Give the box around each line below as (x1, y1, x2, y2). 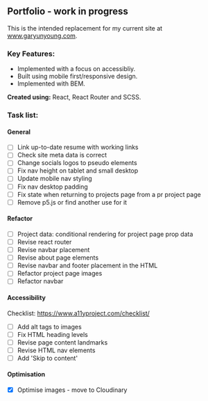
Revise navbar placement (17, 246, 90, 254)
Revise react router (17, 238, 72, 246)
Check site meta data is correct (17, 151, 107, 159)
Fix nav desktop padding (17, 182, 88, 191)
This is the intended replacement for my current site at (7, 24, 163, 32)
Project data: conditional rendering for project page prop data (17, 230, 193, 238)
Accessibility (7, 293, 46, 301)
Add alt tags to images (17, 322, 82, 331)
